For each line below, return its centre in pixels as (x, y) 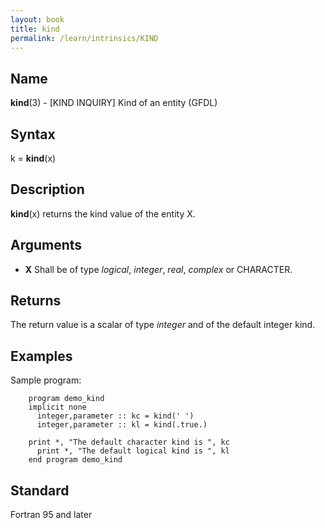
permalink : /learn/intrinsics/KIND (84, 38)
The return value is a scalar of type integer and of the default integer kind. (163, 325)
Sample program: (46, 380)
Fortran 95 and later (51, 515)
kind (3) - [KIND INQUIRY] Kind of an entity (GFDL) (114, 103)
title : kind (35, 29)
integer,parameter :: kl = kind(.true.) (122, 425)
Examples (41, 356)
